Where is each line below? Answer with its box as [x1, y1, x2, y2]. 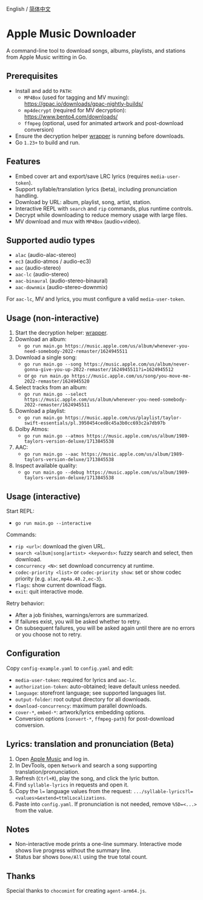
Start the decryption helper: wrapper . [15, 329, 108, 336]
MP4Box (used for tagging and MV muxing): [24, 94, 130, 101]
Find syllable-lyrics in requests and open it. [15, 781, 129, 788]
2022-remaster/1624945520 [24, 378, 90, 384]
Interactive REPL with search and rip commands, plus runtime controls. [15, 205, 193, 212]
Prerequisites [6, 71, 58, 81]
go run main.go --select [24, 391, 87, 398]
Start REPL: [6, 508, 35, 514]
